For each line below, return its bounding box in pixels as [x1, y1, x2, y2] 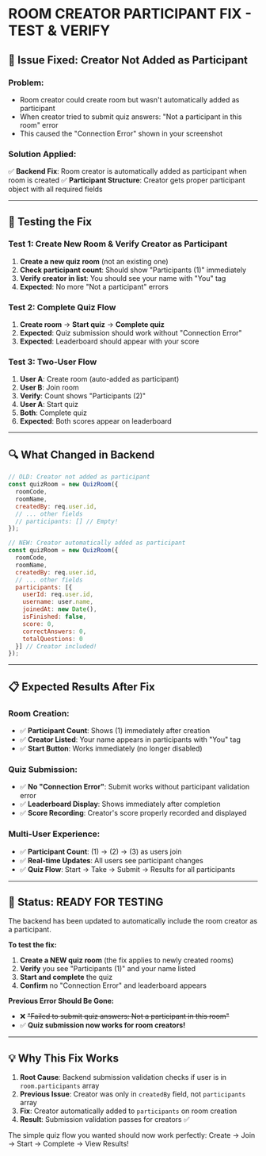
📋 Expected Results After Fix [8, 680, 156, 693]
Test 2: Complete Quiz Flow [8, 301, 116, 313]
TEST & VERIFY [8, 21, 111, 40]
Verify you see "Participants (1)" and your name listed [19, 964, 196, 974]
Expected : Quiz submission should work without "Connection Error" [19, 328, 243, 338]
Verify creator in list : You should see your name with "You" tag [19, 273, 226, 282]
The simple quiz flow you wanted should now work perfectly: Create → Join [8, 1131, 256, 1140]
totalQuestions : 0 [22, 635, 83, 643]
